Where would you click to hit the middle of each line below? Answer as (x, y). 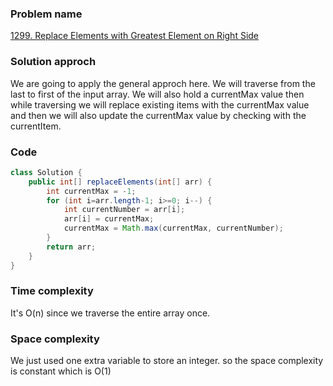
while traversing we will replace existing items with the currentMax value (160, 104)
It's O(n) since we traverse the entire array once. (110, 313)
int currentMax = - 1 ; (91, 191)
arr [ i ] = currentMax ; (109, 219)
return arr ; (71, 247)
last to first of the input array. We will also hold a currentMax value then (157, 94)
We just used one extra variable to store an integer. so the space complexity (167, 361)
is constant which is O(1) (61, 371)
